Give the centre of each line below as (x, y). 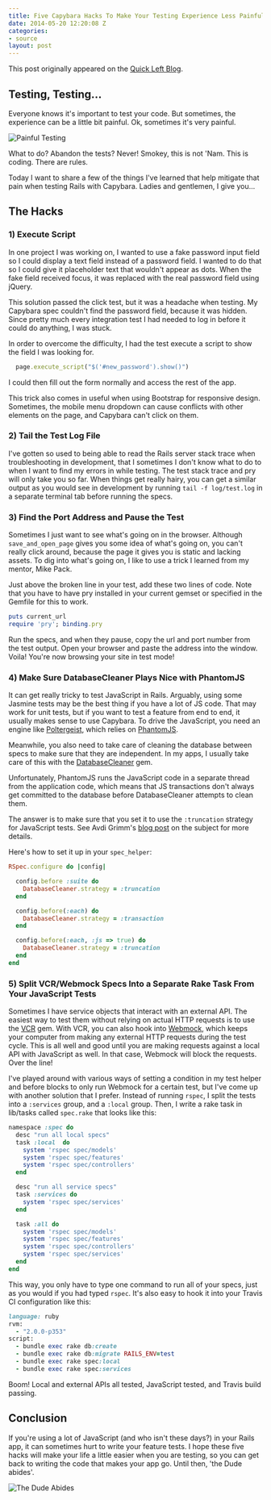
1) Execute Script (42, 235)
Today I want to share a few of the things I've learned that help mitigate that (134, 178)
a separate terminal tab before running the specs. (91, 496)
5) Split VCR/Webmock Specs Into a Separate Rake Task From (131, 984)
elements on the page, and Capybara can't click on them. (104, 415)
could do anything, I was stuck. (60, 328)
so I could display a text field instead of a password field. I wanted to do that (135, 261)
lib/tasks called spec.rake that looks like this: (83, 1113)
